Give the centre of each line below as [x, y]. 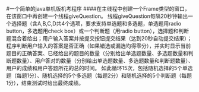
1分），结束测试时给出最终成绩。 [45, 83]
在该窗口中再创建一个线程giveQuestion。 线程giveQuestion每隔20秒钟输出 [97, 16]
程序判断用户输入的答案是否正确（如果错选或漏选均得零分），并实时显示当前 [99, 46]
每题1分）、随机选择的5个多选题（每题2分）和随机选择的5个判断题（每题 [104, 75]
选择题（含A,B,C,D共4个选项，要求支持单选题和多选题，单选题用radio [96, 23]
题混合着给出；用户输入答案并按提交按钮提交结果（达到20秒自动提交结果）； [99, 38]
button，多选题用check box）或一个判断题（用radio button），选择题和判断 [97, 31]
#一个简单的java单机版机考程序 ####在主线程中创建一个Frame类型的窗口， [98, 9]
